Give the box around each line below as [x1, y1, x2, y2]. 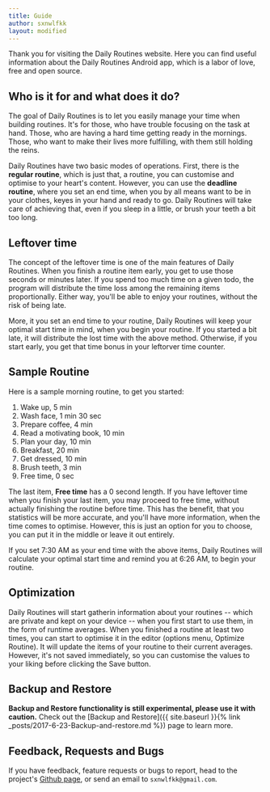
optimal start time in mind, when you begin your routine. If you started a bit [8, 325, 257, 334]
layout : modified [8, 27, 67, 35]
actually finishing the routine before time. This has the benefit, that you [8, 503, 244, 513]
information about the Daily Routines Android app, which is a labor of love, [8, 57, 256, 67]
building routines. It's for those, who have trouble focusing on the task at [8, 120, 251, 129]
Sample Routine [8, 365, 90, 379]
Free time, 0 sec [19, 470, 74, 481]
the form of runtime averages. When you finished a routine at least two [8, 624, 244, 634]
